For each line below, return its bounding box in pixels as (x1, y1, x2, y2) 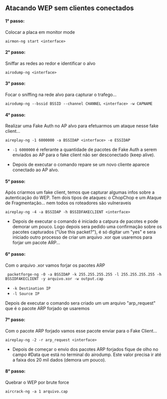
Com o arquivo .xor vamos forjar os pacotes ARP (5, 262, 106, 268)
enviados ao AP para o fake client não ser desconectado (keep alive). (12, 152, 156, 158)
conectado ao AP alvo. (12, 167, 59, 173)
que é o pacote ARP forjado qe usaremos (5, 305, 90, 311)
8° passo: (5, 368, 26, 374)
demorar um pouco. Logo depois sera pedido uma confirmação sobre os (12, 224, 162, 230)
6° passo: (5, 251, 26, 257)
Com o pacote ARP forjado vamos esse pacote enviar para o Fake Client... (5, 328, 158, 334)
